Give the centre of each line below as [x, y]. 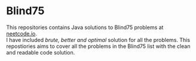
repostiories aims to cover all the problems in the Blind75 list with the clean [98, 46]
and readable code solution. [41, 52]
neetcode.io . [22, 33]
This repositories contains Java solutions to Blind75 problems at [85, 27]
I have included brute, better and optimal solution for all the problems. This [98, 40]
